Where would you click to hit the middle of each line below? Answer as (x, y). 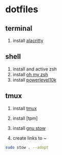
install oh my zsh (30, 74)
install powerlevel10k (35, 80)
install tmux (25, 108)
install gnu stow (29, 128)
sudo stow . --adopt (27, 147)
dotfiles (22, 9)
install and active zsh (35, 69)
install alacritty (28, 40)
